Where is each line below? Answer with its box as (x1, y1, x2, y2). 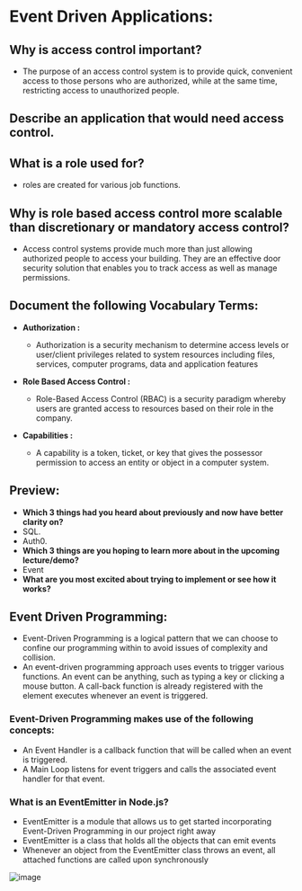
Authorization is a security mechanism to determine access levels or (35, 339, 289, 350)
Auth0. (22, 535, 48, 546)
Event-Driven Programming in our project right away (22, 825, 217, 837)
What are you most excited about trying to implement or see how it (22, 574, 277, 584)
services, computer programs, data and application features (35, 358, 259, 370)
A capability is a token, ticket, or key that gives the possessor (35, 447, 263, 458)
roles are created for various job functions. (22, 180, 182, 191)
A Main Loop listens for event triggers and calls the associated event (22, 763, 277, 774)
